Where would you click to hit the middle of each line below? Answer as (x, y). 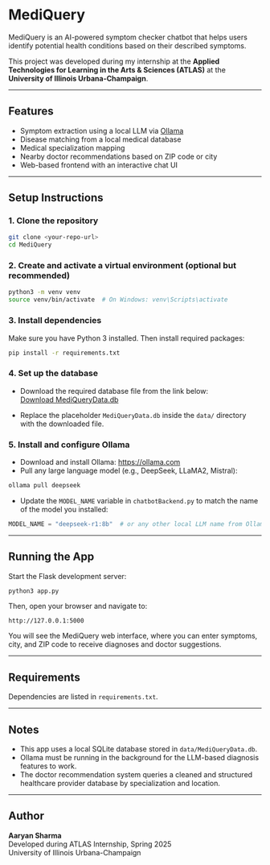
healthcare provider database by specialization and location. (120, 784)
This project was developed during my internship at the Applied (114, 61)
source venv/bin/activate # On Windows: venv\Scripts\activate (118, 300)
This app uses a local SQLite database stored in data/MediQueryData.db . (139, 749)
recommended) (39, 275)
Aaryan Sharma (35, 835)
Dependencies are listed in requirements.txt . (83, 697)
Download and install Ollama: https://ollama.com (100, 462)
